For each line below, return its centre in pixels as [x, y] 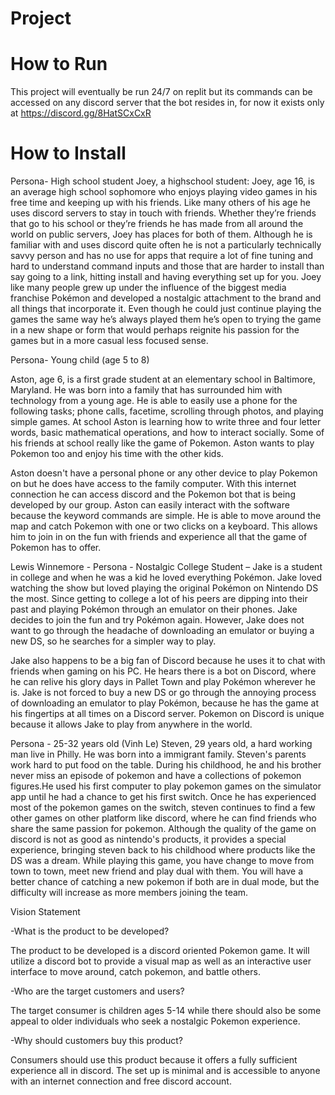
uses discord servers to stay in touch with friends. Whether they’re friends [163, 213]
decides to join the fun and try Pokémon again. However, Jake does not [157, 620]
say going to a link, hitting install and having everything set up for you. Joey [166, 277]
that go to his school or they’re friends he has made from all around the [157, 224]
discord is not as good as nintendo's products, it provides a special [148, 839]
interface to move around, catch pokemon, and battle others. [135, 972]
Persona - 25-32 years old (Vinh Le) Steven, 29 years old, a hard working [161, 744]
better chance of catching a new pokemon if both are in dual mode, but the [165, 882]
